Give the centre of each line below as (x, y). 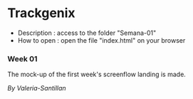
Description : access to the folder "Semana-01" (87, 33)
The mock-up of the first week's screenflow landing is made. (97, 74)
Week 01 (22, 58)
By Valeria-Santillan (37, 88)
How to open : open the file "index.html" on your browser (101, 40)
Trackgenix (42, 13)
